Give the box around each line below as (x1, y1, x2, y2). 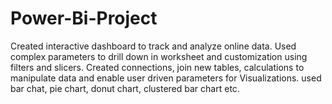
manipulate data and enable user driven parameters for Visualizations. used (10, 72, 322, 84)
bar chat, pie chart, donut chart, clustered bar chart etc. (10, 82, 240, 94)
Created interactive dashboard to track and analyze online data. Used (10, 40, 297, 52)
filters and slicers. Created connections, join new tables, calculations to (10, 61, 305, 73)
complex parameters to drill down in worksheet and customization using (10, 50, 308, 62)
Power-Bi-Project (10, 7, 158, 30)
